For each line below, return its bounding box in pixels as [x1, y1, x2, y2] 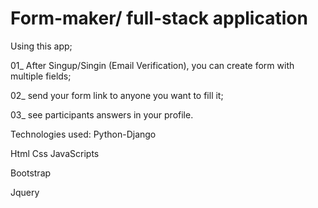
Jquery [10, 186, 40, 198]
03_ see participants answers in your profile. [10, 108, 194, 121]
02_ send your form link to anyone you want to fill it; [10, 89, 224, 101]
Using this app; [10, 40, 73, 52]
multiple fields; [10, 70, 72, 82]
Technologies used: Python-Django [10, 128, 157, 140]
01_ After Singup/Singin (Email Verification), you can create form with [10, 59, 295, 71]
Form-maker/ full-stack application [10, 7, 308, 30]
